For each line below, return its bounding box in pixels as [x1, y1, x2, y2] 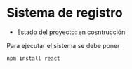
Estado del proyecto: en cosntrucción [16, 28, 126, 36]
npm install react [6, 54, 60, 62]
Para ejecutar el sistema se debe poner [6, 41, 120, 49]
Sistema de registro [6, 5, 124, 21]
